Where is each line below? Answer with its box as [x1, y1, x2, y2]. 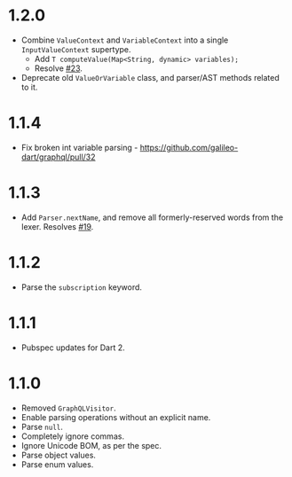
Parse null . [20, 421, 64, 432]
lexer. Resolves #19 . [20, 221, 94, 231]
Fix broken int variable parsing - [20, 142, 138, 152]
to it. [20, 82, 38, 92]
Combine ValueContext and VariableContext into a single [20, 35, 229, 45]
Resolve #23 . [34, 63, 83, 74]
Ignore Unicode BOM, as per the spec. [20, 440, 162, 450]
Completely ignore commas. [20, 431, 125, 442]
